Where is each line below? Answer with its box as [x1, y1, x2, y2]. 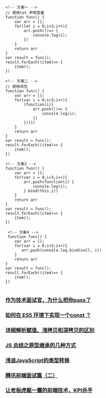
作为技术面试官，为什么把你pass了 [5, 296, 91, 304]
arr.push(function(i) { [24, 179, 74, 184]
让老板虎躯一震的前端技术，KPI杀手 [5, 387, 93, 394]
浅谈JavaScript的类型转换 [5, 356, 70, 364]
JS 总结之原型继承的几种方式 [5, 342, 76, 349]
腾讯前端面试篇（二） [5, 372, 58, 379]
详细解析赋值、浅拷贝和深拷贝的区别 [5, 327, 95, 334]
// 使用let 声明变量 [5, 10, 45, 15]
